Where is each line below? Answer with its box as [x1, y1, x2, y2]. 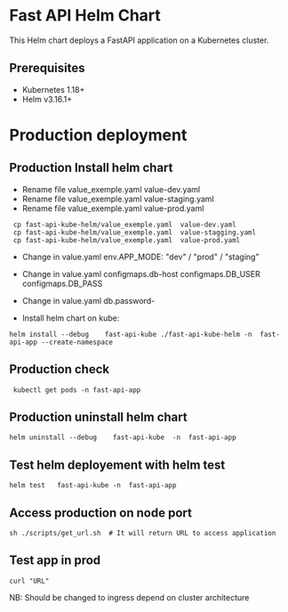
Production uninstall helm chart [9, 409, 188, 424]
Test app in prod [9, 553, 101, 568]
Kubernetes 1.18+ [21, 84, 85, 94]
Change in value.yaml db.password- [21, 295, 156, 306]
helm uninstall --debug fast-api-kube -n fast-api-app [9, 433, 237, 442]
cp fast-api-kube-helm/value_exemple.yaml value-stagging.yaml [12, 228, 256, 237]
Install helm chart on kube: [21, 313, 120, 323]
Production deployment [9, 125, 188, 145]
